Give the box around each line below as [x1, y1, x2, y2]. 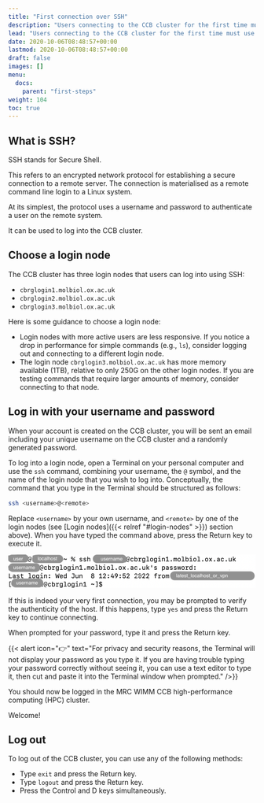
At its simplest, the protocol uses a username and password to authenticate [8, 202, 253, 212]
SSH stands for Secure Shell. [8, 155, 102, 165]
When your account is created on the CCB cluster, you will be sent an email [8, 426, 252, 435]
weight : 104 [8, 95, 47, 104]
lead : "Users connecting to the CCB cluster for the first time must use [8, 29, 255, 37]
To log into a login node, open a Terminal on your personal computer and [8, 457, 244, 468]
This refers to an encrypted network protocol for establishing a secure [8, 170, 236, 180]
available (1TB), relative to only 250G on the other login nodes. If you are [19, 365, 254, 375]
